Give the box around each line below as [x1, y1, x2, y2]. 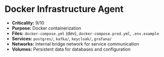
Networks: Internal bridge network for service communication [11, 41, 139, 47]
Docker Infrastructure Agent [4, 3, 124, 15]
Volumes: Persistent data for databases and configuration [11, 46, 131, 52]
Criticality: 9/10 [11, 20, 45, 26]
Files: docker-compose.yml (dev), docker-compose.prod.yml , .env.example [11, 30, 160, 36]
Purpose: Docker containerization [11, 25, 81, 31]
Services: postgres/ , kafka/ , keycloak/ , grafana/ [11, 36, 112, 42]
